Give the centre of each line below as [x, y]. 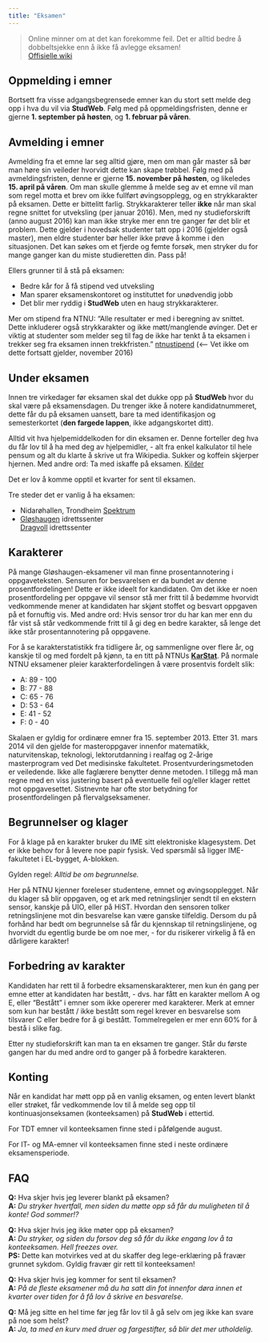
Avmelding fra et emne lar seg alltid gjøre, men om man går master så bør [130, 162]
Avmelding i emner [56, 142]
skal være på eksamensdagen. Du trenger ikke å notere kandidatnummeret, [133, 406]
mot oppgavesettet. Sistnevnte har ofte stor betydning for [103, 788]
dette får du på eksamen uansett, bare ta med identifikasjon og [112, 414]
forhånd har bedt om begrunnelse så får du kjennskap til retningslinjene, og [133, 924]
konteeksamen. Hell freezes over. [63, 1247]
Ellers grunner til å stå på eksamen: [66, 271]
